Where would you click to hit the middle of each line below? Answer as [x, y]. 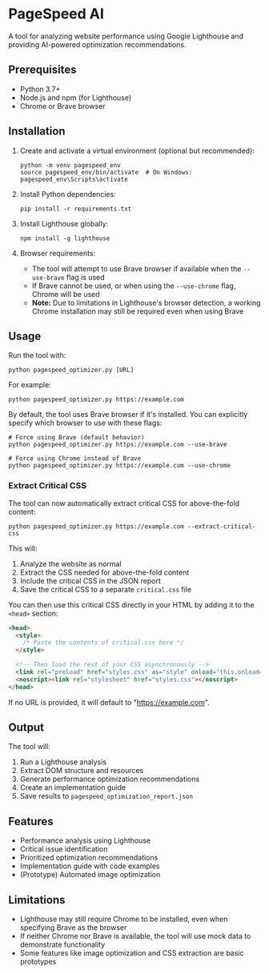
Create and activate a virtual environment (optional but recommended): [137, 150]
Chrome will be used [66, 294]
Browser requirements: [58, 253]
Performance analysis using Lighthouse [85, 840]
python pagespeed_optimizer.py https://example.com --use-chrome [119, 466]
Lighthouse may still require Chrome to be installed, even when [124, 919]
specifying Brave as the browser [73, 928]
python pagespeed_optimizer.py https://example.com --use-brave [118, 445]
